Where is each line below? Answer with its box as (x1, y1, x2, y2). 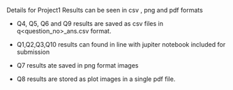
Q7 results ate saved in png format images (16, 61, 139, 69)
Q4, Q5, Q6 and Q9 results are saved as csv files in (16, 20, 163, 27)
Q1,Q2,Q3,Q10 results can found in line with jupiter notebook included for (16, 40, 226, 48)
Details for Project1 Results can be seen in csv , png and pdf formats (6, 6, 203, 14)
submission (16, 48, 50, 56)
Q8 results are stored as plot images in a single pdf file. (16, 75, 176, 83)
